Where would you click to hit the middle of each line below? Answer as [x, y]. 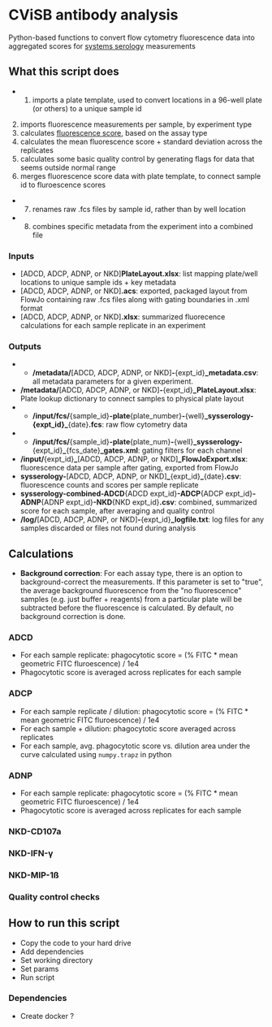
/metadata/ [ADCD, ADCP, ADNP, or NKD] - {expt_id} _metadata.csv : [145, 373]
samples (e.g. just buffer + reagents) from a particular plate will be [131, 600]
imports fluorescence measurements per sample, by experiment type [136, 124]
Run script [37, 977]
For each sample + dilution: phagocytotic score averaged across [128, 728]
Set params [39, 968]
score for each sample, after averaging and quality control [117, 511]
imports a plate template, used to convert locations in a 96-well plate [147, 100]
